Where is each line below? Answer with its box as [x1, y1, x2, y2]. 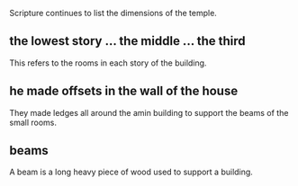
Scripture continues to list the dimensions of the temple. [9, 8, 218, 18]
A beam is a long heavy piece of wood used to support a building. [9, 166, 254, 178]
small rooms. [9, 117, 57, 128]
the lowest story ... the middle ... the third [9, 33, 246, 49]
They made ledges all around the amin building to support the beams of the [9, 107, 289, 118]
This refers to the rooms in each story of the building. [9, 58, 207, 68]
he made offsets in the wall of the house [9, 84, 239, 99]
